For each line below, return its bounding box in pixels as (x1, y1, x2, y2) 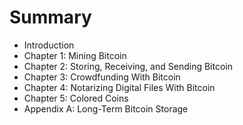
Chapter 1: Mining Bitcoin (23, 49, 127, 61)
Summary (9, 6, 92, 29)
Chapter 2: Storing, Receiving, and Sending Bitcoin (23, 60, 233, 72)
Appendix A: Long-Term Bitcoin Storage (23, 102, 189, 115)
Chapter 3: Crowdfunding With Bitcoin (23, 71, 181, 83)
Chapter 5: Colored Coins (23, 92, 129, 104)
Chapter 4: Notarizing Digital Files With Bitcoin (23, 81, 216, 93)
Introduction (23, 39, 75, 51)
